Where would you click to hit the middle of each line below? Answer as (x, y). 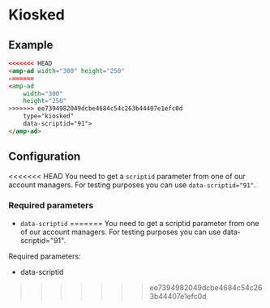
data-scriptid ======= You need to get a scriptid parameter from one (139, 223)
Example (31, 45)
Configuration (45, 157)
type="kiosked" (49, 116)
